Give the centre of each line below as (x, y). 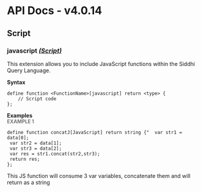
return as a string (29, 182)
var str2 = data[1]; (36, 143)
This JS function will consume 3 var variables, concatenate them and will (99, 175)
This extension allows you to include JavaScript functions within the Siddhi (101, 64)
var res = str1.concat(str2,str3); (55, 153)
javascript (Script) (35, 51)
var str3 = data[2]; (36, 148)
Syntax (16, 82)
